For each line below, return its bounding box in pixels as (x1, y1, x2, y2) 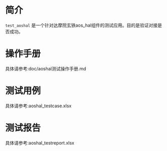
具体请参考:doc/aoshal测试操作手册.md (5, 65, 87, 71)
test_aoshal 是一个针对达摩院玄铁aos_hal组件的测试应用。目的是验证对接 (5, 22, 158, 28)
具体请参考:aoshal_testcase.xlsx (5, 103, 72, 109)
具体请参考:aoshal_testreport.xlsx (5, 139, 75, 146)
